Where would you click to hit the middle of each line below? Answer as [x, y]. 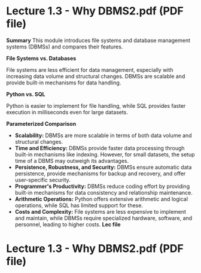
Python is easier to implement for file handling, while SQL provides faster [96, 105]
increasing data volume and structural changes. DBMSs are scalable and [96, 76]
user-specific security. [42, 180]
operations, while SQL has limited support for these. [79, 205]
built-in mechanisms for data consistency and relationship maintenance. [103, 192]
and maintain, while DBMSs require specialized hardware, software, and [103, 218]
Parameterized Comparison [41, 123]
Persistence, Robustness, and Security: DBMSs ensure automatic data [103, 167]
